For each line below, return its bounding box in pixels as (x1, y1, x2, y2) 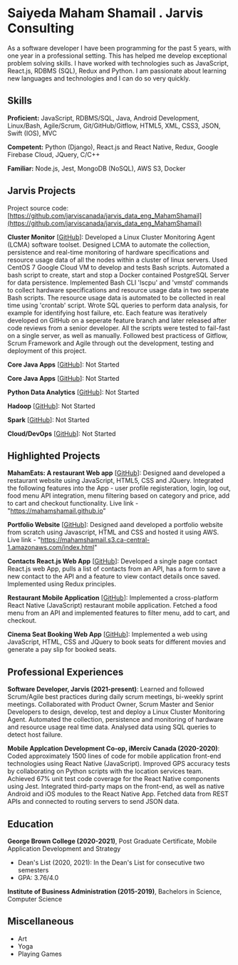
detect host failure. (7, 730, 63, 739)
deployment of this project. (7, 346, 87, 354)
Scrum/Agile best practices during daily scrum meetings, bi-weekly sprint (7, 693, 224, 701)
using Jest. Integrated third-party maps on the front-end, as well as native (7, 782, 224, 791)
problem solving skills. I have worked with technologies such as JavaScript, (7, 58, 229, 67)
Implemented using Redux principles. (7, 580, 116, 588)
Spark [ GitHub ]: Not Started (7, 415, 90, 424)
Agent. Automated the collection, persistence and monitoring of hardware (7, 715, 224, 724)
